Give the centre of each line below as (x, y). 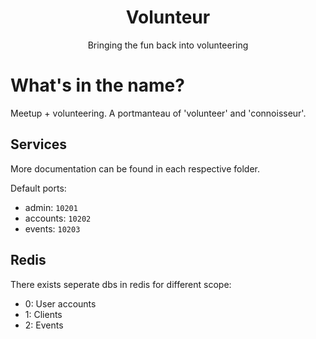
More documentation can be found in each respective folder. (135, 168)
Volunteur (168, 17)
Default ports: (38, 188)
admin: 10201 (51, 207)
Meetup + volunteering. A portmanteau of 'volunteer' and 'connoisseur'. (158, 113)
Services (39, 144)
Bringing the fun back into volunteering (168, 45)
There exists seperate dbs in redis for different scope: (121, 284)
